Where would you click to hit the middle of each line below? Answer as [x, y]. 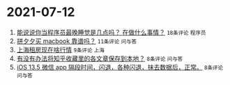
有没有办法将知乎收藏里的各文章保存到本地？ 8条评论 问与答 [100, 58]
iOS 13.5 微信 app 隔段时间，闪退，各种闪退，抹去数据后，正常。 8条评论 [120, 67]
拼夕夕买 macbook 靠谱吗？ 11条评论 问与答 [77, 41]
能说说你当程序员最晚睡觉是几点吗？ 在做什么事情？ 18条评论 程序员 [111, 32]
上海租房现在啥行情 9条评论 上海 [61, 49]
